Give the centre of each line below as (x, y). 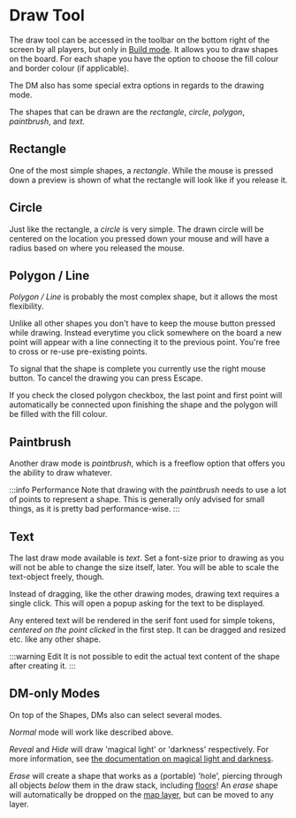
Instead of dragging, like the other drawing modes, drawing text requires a (144, 594)
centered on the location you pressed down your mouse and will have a (139, 238)
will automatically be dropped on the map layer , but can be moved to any (141, 794)
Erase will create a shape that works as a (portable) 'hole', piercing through (146, 776)
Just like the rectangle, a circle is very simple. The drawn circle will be (137, 229)
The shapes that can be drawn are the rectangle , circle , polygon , (127, 112)
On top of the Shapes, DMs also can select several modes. (116, 714)
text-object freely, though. (57, 577)
